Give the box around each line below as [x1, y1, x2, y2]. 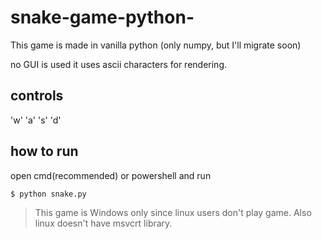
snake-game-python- [10, 6, 195, 29]
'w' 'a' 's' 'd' [10, 114, 62, 126]
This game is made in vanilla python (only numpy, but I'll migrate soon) [10, 39, 302, 51]
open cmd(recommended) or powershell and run [10, 169, 212, 181]
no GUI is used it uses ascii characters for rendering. [10, 58, 227, 70]
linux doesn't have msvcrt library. [34, 217, 173, 229]
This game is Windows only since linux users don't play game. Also [34, 206, 312, 218]
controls [10, 87, 64, 105]
